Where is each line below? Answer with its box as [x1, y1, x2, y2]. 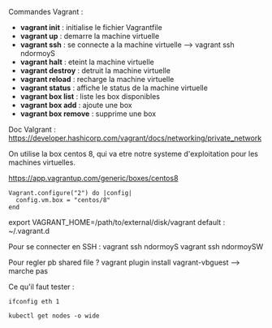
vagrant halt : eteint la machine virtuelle [19, 57, 154, 67]
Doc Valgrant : [8, 125, 57, 134]
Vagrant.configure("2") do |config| [8, 189, 132, 197]
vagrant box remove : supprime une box [19, 109, 157, 119]
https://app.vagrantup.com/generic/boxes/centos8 [8, 174, 179, 183]
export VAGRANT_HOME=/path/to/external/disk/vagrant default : [8, 218, 226, 227]
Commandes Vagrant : [8, 7, 84, 16]
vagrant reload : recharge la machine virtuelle [19, 75, 175, 84]
